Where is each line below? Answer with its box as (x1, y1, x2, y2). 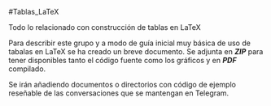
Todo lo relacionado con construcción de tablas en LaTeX (8, 23, 201, 32)
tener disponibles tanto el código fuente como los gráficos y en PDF (8, 56, 238, 65)
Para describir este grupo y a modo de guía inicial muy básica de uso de (8, 38, 251, 48)
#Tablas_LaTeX (8, 7, 59, 16)
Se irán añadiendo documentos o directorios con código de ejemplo (8, 80, 236, 89)
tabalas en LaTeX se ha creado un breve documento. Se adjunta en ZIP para (8, 47, 264, 56)
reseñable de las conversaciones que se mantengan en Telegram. (8, 88, 229, 98)
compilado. (8, 64, 46, 74)
